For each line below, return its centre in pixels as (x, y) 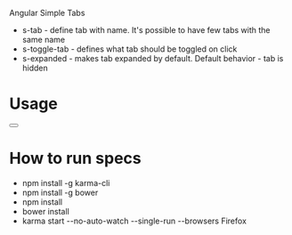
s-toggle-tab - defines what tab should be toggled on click (130, 49)
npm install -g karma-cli (66, 182)
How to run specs (75, 158)
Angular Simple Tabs (47, 13)
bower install (45, 211)
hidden (35, 68)
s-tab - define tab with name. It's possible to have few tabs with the (146, 30)
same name (43, 40)
